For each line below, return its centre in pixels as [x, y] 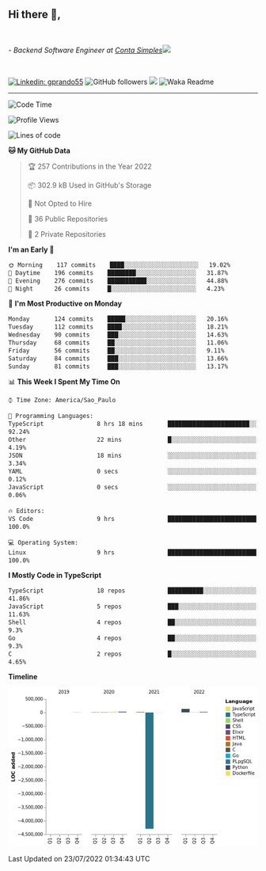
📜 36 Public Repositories [68, 219]
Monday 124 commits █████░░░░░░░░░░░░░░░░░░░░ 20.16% [118, 319]
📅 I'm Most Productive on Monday [65, 303]
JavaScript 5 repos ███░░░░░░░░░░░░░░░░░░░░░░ [133, 607]
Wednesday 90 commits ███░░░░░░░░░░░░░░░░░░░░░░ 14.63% [118, 335]
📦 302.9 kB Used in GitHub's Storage [89, 185]
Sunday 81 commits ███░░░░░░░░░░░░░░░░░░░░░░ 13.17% [118, 366]
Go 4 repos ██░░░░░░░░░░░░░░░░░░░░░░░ [133, 638]
